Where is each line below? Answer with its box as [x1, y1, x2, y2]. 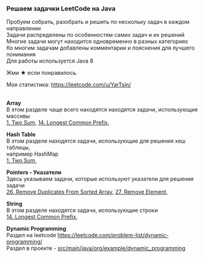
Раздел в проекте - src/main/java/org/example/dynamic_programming [6, 245, 186, 252]
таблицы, [6, 144, 31, 151]
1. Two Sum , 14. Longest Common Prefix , [6, 119, 110, 126]
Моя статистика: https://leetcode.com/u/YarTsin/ [6, 81, 131, 88]
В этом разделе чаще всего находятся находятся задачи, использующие [6, 106, 198, 113]
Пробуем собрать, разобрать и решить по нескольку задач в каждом [6, 18, 190, 26]
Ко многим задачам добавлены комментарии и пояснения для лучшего [6, 44, 195, 51]
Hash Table [6, 131, 36, 138]
